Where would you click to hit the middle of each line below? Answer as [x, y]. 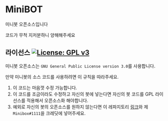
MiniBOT [24, 9]
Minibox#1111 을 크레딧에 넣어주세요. [49, 113]
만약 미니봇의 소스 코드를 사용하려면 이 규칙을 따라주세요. [62, 77]
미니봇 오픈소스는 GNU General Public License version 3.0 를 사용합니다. [80, 66]
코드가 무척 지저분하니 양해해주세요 [40, 35]
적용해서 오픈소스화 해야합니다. [57, 100]
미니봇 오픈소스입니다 [27, 24]
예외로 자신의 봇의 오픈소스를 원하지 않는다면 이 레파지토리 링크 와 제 [80, 107]
